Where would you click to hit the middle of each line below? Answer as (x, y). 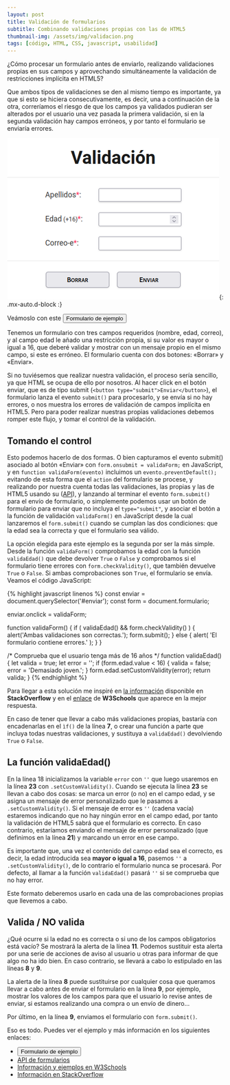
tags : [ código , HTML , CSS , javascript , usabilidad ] (82, 44)
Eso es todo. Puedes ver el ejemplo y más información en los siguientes (109, 1030)
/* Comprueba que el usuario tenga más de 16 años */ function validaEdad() (114, 655)
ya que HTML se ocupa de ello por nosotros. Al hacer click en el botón (107, 383)
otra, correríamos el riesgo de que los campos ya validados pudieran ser (110, 107)
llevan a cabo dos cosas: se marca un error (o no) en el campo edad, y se (111, 793)
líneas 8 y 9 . (25, 968)
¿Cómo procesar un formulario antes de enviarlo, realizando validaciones (111, 64)
